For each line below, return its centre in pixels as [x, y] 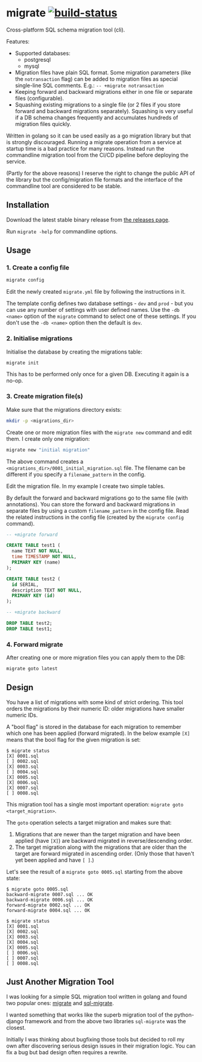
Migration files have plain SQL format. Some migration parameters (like [103, 72]
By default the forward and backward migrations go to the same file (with [97, 498]
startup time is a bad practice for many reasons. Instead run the [85, 148]
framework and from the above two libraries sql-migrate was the [106, 1021]
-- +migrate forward [32, 535]
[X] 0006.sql [23, 782]
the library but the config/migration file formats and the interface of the [94, 179]
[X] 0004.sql [23, 942]
